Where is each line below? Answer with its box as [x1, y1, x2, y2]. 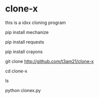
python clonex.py [5, 87, 41, 93]
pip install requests [5, 38, 44, 45]
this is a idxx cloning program [5, 19, 66, 25]
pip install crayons [5, 48, 43, 54]
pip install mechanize [5, 29, 49, 35]
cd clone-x [5, 68, 27, 74]
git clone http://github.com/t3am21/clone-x [5, 58, 94, 64]
